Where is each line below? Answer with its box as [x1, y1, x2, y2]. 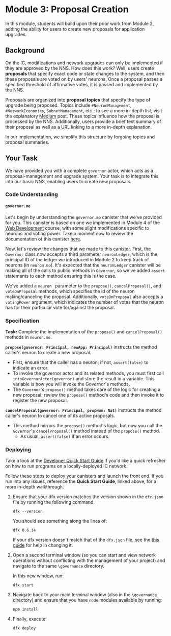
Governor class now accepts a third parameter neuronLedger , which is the [5, 251, 158, 257]
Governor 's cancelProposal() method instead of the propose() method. [12, 428, 160, 434]
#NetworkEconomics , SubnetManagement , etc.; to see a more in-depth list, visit [5, 107, 162, 113]
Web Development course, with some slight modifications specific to [5, 225, 149, 231]
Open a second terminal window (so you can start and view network [12, 552, 156, 558]
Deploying [5, 446, 32, 453]
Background [5, 46, 45, 55]
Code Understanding [5, 191, 59, 198]
